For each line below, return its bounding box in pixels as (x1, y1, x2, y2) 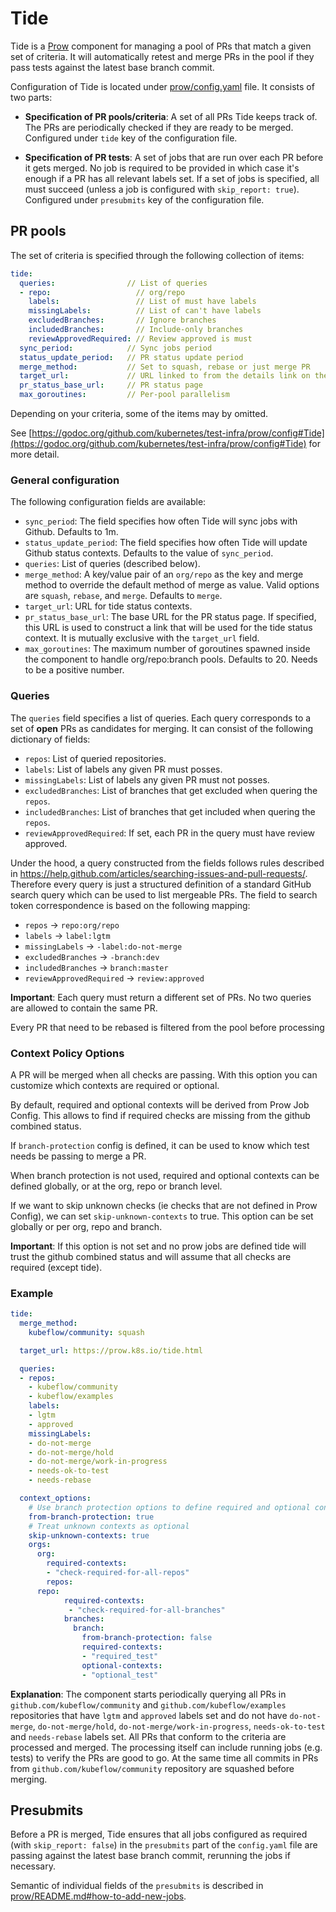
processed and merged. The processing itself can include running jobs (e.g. (10, 1741, 323, 1753)
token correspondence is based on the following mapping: (10, 899, 251, 911)
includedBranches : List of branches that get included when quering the (24, 805, 316, 817)
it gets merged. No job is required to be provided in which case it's (24, 162, 300, 174)
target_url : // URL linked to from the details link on (19, 371, 311, 381)
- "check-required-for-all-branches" (68, 1605, 226, 1615)
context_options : (19, 1493, 92, 1504)
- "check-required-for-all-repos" (46, 1568, 190, 1578)
